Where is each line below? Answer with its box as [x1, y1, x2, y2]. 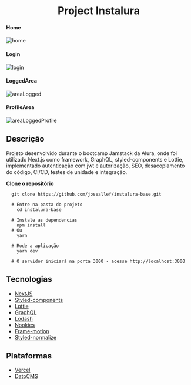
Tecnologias [6, 274, 52, 284]
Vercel [14, 367, 31, 374]
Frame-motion [14, 327, 49, 334]
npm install [16, 222, 46, 228]
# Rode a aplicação [11, 243, 59, 249]
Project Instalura [58, 4, 140, 18]
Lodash [14, 315, 33, 322]
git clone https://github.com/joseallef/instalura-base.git [11, 191, 162, 197]
